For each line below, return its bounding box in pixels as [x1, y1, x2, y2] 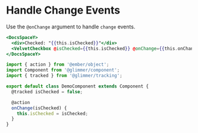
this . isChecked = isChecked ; [16, 111, 88, 116]
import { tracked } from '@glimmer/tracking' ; [6, 73, 123, 79]
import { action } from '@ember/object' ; [6, 61, 110, 68]
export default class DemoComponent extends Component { [6, 83, 149, 89]
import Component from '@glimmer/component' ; [6, 67, 120, 73]
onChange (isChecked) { [11, 105, 67, 111]
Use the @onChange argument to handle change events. [6, 23, 136, 30]
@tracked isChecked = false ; [11, 89, 83, 95]
